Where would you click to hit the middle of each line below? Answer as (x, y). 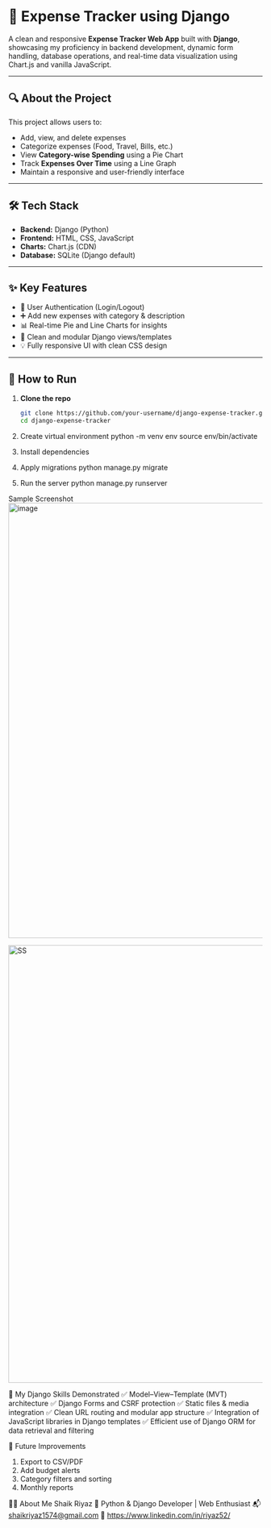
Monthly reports (47, 1487)
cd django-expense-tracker (65, 421)
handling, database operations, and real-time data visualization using (123, 56)
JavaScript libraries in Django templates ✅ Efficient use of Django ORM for (132, 1421)
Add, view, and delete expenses (73, 137)
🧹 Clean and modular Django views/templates (96, 337)
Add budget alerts (50, 1470)
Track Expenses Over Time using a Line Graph (98, 163)
